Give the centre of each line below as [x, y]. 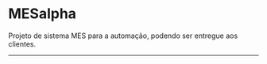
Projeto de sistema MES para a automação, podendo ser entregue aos [123, 36]
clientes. [22, 43]
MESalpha [43, 14]
